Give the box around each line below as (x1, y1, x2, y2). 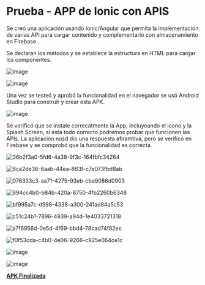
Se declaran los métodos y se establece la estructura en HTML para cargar (6, 49, 196, 56)
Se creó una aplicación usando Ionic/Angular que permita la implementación (6, 25, 199, 32)
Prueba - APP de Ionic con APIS (6, 4, 170, 18)
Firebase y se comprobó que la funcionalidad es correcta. (6, 141, 152, 148)
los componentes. (6, 56, 52, 63)
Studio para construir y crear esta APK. (6, 98, 105, 105)
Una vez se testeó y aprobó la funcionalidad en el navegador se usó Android (6, 91, 199, 99)
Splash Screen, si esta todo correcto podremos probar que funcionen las (6, 128, 190, 135)
